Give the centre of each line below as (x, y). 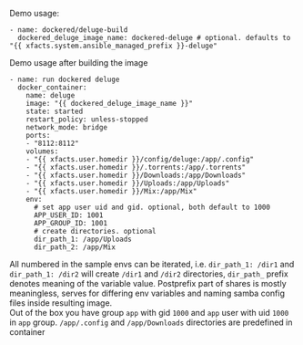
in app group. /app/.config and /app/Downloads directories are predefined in (151, 322)
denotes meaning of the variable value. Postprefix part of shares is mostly (148, 283)
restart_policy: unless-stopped (87, 120)
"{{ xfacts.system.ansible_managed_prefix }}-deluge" (114, 46)
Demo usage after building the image (79, 63)
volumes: (42, 152)
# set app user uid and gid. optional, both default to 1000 (152, 207)
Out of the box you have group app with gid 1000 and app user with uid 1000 (149, 313)
